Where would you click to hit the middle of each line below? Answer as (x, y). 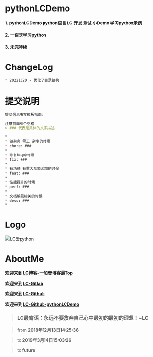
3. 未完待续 (16, 47)
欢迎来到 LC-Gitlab (24, 284)
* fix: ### (16, 159)
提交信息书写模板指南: (24, 115)
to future (26, 350)
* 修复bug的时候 (20, 155)
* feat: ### (17, 173)
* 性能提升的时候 (20, 182)
